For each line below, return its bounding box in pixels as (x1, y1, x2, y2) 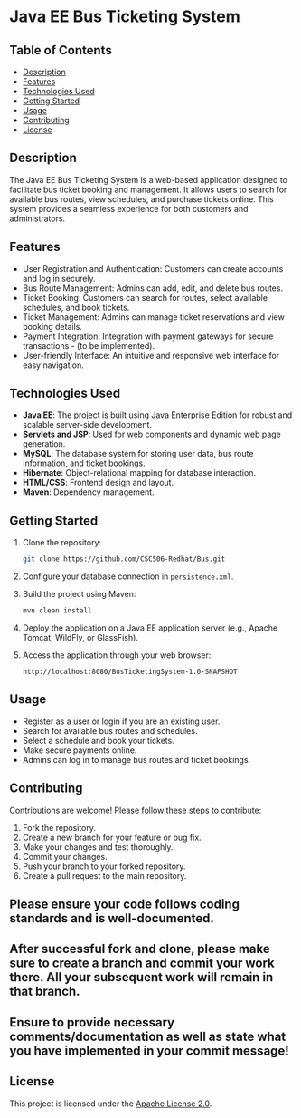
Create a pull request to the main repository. (22, 870, 187, 881)
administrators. (9, 213, 66, 224)
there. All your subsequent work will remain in (9, 969, 274, 985)
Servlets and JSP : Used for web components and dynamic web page (22, 429, 282, 440)
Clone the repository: (22, 537, 102, 548)
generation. (22, 439, 66, 449)
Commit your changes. (22, 851, 108, 862)
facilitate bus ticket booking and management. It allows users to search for (9, 184, 287, 195)
